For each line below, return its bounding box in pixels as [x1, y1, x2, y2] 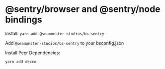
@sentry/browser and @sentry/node [5, 3, 161, 15]
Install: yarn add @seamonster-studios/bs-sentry [5, 30, 104, 36]
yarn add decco [5, 59, 37, 64]
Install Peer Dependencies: [5, 50, 61, 56]
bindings [5, 14, 42, 25]
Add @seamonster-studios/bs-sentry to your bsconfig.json [5, 40, 124, 46]
